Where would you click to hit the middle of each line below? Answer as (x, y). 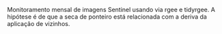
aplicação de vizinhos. (39, 24)
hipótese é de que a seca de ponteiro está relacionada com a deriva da (107, 17)
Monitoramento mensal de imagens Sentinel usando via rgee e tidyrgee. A (111, 10)
